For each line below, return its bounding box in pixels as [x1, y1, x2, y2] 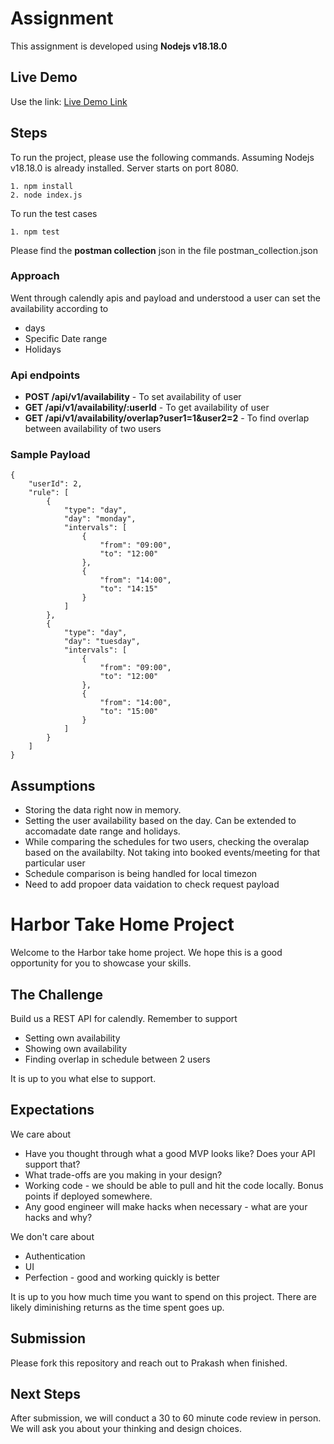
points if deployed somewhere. [24, 1190, 153, 1202]
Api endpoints [10, 368, 81, 382]
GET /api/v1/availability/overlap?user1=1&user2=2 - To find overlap [24, 412, 310, 424]
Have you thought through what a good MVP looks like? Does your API [24, 1147, 316, 1159]
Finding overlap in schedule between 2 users [24, 1053, 211, 1066]
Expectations [10, 1102, 95, 1119]
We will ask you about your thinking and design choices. [10, 1423, 242, 1435]
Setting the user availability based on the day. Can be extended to [24, 815, 297, 827]
